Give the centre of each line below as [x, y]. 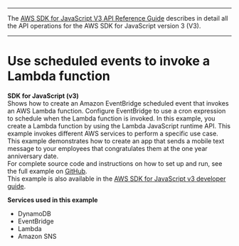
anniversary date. [33, 156]
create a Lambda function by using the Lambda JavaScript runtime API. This [119, 125]
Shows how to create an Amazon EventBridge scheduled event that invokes [118, 103]
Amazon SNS [37, 236]
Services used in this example [53, 200]
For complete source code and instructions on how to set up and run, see [115, 163]
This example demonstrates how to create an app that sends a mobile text [116, 141]
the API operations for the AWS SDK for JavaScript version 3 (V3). [104, 26]
